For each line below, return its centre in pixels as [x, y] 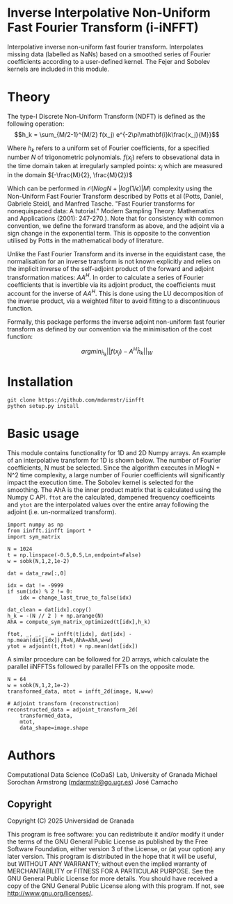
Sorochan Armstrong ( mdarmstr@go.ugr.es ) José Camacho [93, 782]
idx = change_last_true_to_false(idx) [76, 598]
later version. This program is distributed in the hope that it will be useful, [112, 856]
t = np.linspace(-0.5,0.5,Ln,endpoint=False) [74, 555]
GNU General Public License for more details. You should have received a [112, 878]
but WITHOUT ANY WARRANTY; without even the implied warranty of [107, 864]
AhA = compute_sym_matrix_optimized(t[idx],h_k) [79, 622]
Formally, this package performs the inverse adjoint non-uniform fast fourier [116, 322]
